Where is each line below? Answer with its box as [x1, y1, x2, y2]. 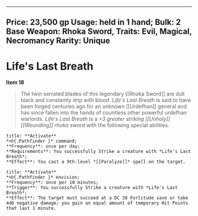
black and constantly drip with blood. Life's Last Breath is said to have [20, 97, 192, 104]
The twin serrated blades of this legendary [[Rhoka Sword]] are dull [20, 90, 184, 97]
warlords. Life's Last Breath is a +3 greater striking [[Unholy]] [20, 116, 171, 123]
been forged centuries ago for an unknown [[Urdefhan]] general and [20, 103, 187, 110]
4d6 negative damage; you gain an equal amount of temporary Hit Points [6, 200, 189, 207]
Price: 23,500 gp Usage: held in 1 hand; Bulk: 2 [6, 17, 181, 27]
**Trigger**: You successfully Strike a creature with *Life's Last [6, 185, 178, 191]
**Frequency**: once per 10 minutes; [6, 179, 99, 186]
